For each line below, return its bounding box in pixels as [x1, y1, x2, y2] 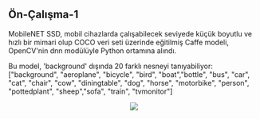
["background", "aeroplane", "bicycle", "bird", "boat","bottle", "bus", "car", [8, 69, 250, 79]
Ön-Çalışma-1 [8, 8, 79, 21]
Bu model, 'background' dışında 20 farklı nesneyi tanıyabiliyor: [8, 61, 213, 71]
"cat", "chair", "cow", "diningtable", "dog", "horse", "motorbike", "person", [8, 78, 250, 87]
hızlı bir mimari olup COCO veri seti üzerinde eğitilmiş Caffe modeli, [8, 37, 230, 47]
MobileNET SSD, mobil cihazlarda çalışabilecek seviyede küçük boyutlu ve [8, 29, 253, 38]
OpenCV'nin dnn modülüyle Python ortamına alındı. [8, 45, 177, 56]
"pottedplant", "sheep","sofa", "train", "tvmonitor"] [8, 86, 173, 96]
